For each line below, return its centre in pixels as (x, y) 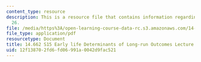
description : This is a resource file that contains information (89, 17)
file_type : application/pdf (41, 34)
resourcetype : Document (36, 39)
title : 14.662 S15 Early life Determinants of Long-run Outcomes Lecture (100, 45)
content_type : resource (36, 12)
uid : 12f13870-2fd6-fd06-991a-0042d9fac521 (61, 50)
